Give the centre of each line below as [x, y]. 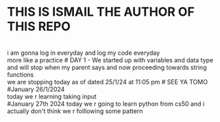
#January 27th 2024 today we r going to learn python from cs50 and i [106, 103]
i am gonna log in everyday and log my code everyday [84, 53]
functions [21, 74]
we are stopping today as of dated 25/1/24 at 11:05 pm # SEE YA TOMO [107, 82]
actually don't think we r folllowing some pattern [75, 111]
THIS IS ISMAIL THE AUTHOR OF [101, 12]
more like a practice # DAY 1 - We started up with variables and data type [110, 60]
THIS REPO [39, 26]
